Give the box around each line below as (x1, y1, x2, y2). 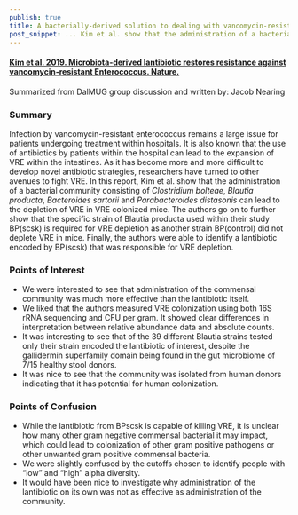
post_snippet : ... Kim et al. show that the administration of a (9, 29, 255, 38)
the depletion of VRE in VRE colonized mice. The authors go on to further (9, 203, 277, 214)
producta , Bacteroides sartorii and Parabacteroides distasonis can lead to (9, 194, 281, 205)
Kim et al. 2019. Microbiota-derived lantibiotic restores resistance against (9, 57, 286, 67)
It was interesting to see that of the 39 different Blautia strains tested (21, 331, 273, 342)
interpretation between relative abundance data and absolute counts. (21, 321, 275, 333)
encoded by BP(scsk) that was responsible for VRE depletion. (9, 242, 234, 252)
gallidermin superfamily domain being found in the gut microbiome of (21, 350, 276, 360)
